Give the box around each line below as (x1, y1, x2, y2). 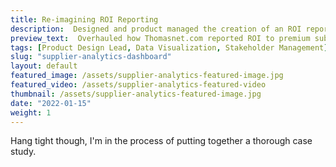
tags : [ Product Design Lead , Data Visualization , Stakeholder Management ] (10, 42, 329, 53)
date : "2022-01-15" (10, 98, 92, 108)
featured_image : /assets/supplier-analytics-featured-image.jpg (10, 71, 284, 81)
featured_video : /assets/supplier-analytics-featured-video (10, 80, 267, 90)
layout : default (10, 61, 78, 71)
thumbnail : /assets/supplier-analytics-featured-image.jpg (10, 89, 262, 99)
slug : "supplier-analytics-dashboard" (10, 52, 172, 62)
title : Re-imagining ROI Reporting (10, 14, 159, 25)
